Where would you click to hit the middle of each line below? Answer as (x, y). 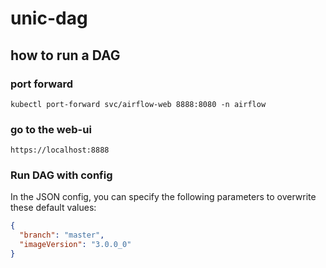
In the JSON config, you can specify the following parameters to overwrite (163, 197)
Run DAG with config (61, 175)
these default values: (53, 208)
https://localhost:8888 (60, 150)
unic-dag (49, 18)
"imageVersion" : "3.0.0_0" (75, 245)
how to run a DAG (65, 55)
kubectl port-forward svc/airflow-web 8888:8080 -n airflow (138, 104)
